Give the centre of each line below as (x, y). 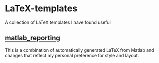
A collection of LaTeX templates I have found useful (58, 22)
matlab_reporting (33, 38)
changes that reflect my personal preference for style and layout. (72, 55)
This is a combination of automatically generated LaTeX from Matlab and (80, 50)
